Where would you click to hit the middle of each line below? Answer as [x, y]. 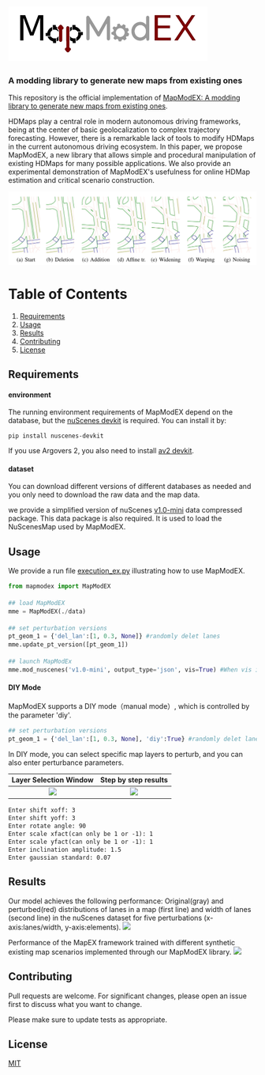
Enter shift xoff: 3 [42, 810]
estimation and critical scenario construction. [82, 180]
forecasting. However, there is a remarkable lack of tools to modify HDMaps [131, 138]
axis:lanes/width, [35, 927]
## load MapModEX [37, 603]
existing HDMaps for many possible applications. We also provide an [119, 164]
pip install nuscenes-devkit [56, 436]
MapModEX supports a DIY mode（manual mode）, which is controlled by [129, 706]
